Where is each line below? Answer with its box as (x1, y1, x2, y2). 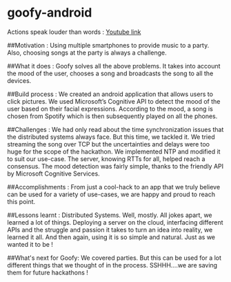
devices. (7, 76, 32, 84)
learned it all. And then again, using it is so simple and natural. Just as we (7, 233, 216, 241)
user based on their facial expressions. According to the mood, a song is (7, 104, 214, 113)
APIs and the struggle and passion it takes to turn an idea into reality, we (7, 225, 213, 234)
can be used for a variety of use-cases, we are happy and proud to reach (7, 190, 216, 198)
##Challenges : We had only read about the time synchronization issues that (7, 125, 224, 133)
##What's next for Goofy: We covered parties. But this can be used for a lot (7, 254, 222, 262)
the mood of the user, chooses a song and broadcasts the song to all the (7, 69, 214, 77)
